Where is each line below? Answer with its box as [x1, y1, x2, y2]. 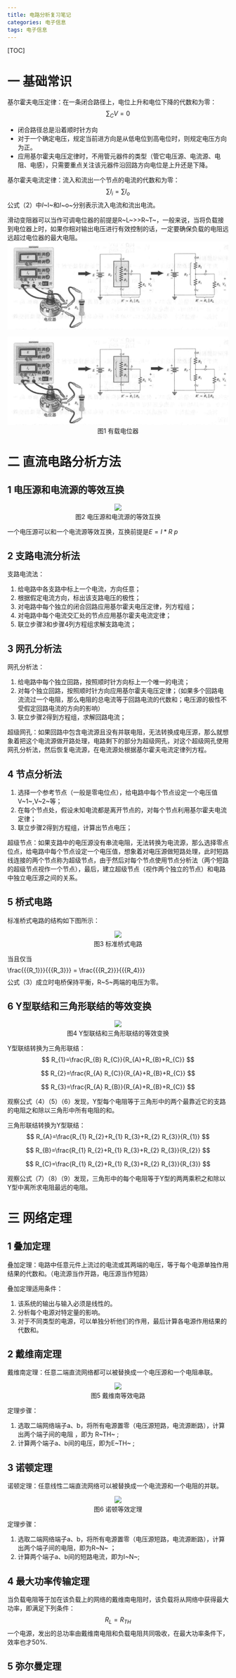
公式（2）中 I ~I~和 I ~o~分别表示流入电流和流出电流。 [7, 201, 159, 209]
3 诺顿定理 [7, 1462, 53, 1474]
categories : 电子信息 [7, 18, 67, 26]
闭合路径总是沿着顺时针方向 [17, 125, 98, 134]
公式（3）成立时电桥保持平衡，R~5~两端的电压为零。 [7, 978, 163, 986]
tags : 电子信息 [7, 26, 48, 33]
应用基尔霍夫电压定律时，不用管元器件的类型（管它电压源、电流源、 [17, 152, 215, 161]
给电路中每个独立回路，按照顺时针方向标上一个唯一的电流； [17, 678, 190, 686]
